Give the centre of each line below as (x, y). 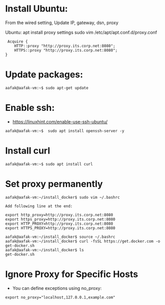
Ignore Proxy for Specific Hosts (72, 274)
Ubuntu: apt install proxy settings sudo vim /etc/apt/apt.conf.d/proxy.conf (81, 32)
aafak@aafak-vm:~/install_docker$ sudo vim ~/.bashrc (63, 197)
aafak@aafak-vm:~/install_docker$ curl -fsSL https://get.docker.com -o (83, 241)
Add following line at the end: (39, 206)
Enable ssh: (30, 108)
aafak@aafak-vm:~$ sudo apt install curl (49, 164)
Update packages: (44, 74)
